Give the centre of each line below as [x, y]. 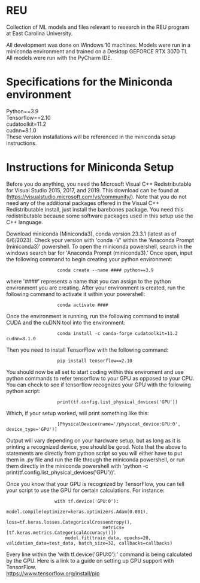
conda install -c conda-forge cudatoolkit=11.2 [118, 333]
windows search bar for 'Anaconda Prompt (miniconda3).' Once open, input [99, 253]
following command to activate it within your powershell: [76, 294]
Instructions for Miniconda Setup [90, 167]
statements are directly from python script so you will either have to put [94, 453]
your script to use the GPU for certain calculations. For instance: [85, 490]
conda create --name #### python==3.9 [105, 270]
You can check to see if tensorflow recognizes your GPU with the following [99, 385]
